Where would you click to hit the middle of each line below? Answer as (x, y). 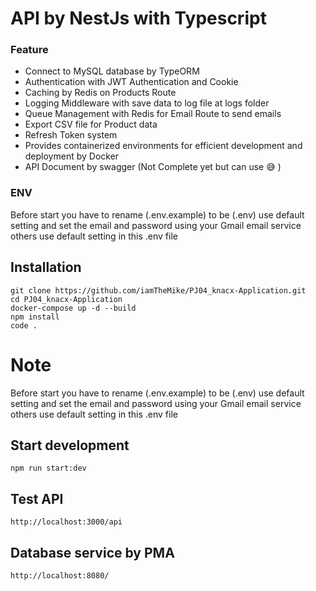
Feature (29, 50)
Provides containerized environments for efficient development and (163, 146)
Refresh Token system (71, 135)
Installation (46, 267)
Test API (37, 498)
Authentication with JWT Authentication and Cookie (131, 82)
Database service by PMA (92, 552)
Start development (70, 445)
